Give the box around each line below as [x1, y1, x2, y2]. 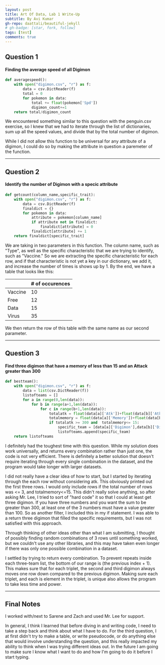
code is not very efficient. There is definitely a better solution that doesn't [5, 453, 154, 459]
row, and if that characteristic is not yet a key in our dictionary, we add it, [5, 258, 152, 264]
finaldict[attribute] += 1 [31, 229, 87, 234]
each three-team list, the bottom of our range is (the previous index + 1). [5, 560, 151, 566]
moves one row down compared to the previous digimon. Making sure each [5, 571, 158, 576]
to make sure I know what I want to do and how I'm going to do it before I [5, 649, 153, 655]
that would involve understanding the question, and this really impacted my [5, 638, 157, 644]
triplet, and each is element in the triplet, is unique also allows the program [5, 576, 156, 582]
